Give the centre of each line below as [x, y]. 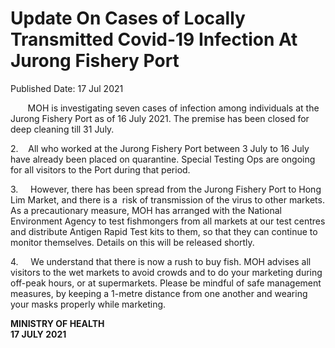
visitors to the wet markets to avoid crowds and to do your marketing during [166, 272]
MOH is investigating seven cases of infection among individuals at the [173, 108]
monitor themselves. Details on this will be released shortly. [132, 242]
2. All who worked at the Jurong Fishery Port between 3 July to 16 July [160, 148]
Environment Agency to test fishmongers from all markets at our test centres [168, 221]
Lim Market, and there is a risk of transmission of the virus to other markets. [167, 199]
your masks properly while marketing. [88, 304]
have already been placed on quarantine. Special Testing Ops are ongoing [163, 159]
